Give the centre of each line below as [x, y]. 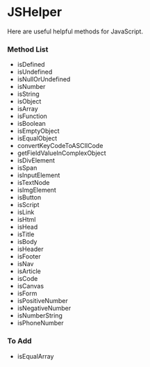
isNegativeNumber [44, 308]
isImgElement [37, 190]
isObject [29, 101]
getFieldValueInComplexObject [61, 153]
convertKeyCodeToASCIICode [60, 146]
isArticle [29, 271]
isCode [27, 279]
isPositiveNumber [42, 301]
